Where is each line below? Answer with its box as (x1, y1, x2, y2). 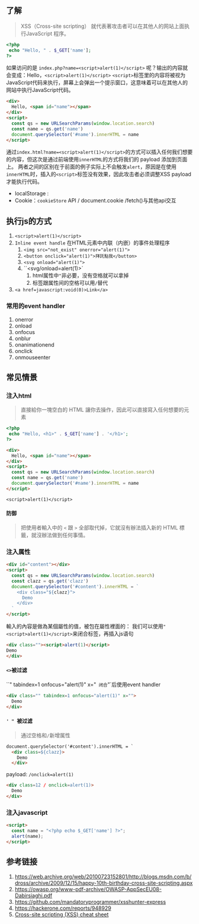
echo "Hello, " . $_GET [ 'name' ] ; (8, 47, 92, 53)
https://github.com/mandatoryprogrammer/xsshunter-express (14, 898, 166, 905)
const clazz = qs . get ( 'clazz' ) (11, 578, 89, 584)
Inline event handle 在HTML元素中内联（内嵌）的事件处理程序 (14, 239, 170, 246)
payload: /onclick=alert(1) (6, 771, 74, 778)
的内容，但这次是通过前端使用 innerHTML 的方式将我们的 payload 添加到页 (6, 156, 182, 163)
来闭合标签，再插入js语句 (72, 630, 134, 637)
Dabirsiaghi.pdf (14, 892, 53, 899)
